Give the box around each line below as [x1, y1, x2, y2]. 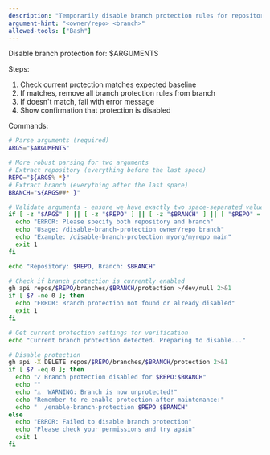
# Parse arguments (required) [8, 137, 110, 145]
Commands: [8, 121, 49, 131]
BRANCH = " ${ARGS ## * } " [8, 188, 81, 197]
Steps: [8, 64, 30, 74]
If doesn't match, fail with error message [19, 97, 155, 107]
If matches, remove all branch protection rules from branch [19, 88, 215, 98]
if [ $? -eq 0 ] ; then [8, 366, 84, 374]
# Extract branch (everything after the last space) [8, 181, 189, 189]
